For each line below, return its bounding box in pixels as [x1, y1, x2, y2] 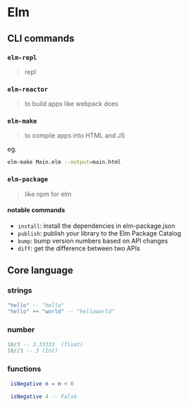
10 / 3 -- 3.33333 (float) [7, 341, 83, 348]
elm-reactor [7, 85, 49, 93]
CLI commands [7, 32, 75, 44]
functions [7, 364, 42, 374]
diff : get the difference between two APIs [17, 244, 141, 253]
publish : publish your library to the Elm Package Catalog [17, 229, 182, 237]
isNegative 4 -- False [10, 393, 77, 401]
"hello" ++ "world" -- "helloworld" [7, 308, 115, 315]
